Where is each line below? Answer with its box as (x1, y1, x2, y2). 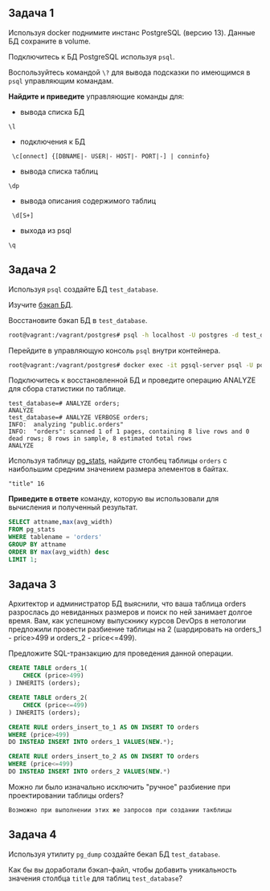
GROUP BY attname (8, 541, 67, 549)
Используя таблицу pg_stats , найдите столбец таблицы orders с (8, 456, 227, 465)
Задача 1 (8, 6, 55, 20)
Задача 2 (8, 263, 56, 276)
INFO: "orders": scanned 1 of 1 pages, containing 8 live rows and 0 (8, 427, 250, 436)
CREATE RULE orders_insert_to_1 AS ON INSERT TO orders (8, 723, 199, 731)
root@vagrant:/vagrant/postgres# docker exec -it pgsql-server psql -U (8, 361, 253, 369)
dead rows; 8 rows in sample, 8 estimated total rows (8, 435, 193, 443)
